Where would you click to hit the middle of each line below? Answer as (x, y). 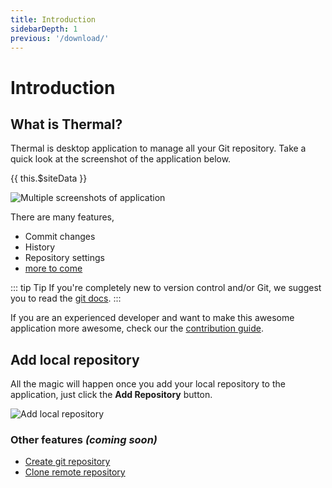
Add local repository (75, 359)
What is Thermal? (66, 124)
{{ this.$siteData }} (49, 178)
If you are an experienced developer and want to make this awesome (152, 318)
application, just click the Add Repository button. (111, 395)
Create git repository (67, 462)
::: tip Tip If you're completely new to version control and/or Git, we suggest (166, 288)
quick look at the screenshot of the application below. (121, 159)
